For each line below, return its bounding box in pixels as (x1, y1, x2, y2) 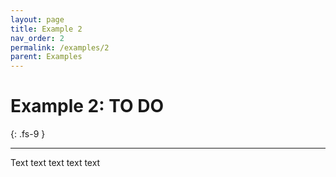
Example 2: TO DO (10, 95, 164, 118)
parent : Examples (10, 52, 83, 62)
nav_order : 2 (10, 33, 65, 43)
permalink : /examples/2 (10, 42, 110, 53)
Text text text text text (10, 157, 101, 169)
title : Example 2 (10, 24, 83, 34)
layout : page (10, 14, 65, 25)
